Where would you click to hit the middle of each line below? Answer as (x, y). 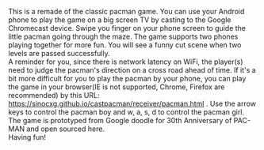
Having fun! (27, 137)
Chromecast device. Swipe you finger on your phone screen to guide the (127, 28)
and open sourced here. (66, 129)
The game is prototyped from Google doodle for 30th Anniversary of (120, 120)
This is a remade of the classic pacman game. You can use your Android (126, 11)
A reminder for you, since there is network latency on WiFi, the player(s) (126, 62)
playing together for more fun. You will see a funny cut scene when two (125, 45)
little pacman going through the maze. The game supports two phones (123, 36)
